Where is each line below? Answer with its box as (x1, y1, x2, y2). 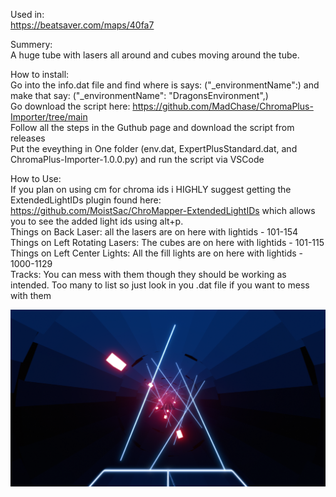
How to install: (10, 69, 70, 80)
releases (10, 132, 46, 144)
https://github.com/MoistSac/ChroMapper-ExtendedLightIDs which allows (10, 205, 316, 216)
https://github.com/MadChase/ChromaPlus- (132, 100, 314, 112)
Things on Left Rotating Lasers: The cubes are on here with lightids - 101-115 (10, 237, 325, 248)
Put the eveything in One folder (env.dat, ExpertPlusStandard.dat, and (10, 143, 298, 154)
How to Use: (10, 173, 62, 184)
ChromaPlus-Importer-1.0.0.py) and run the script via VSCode (10, 154, 265, 165)
